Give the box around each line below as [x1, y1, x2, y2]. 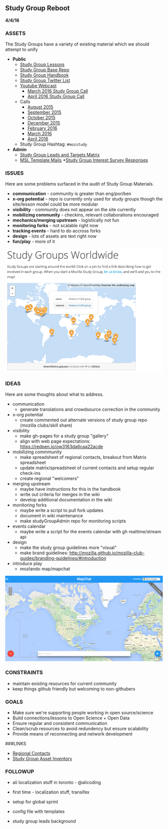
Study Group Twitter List [19, 78, 70, 84]
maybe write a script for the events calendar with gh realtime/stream [19, 529, 161, 535]
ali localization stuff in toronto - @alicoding [12, 779, 101, 785]
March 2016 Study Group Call [27, 88, 88, 94]
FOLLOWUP [5, 768, 34, 775]
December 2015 [27, 120, 60, 126]
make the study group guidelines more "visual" [19, 545, 117, 551]
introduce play [12, 560, 42, 567]
